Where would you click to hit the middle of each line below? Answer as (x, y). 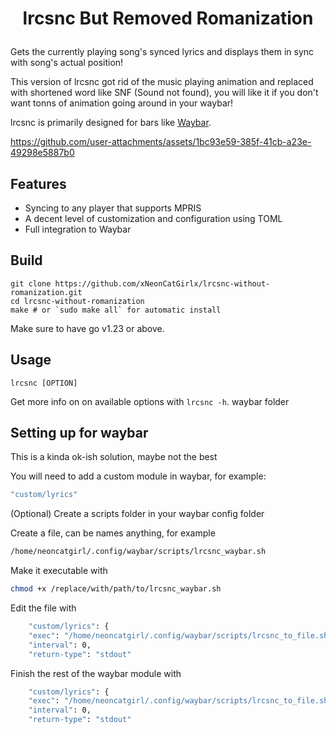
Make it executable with (59, 571)
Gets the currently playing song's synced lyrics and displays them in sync (162, 52)
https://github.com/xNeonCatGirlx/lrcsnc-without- (162, 283)
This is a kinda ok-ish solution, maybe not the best (114, 457)
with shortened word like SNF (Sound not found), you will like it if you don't (164, 93)
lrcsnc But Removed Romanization (168, 18)
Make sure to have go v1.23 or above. (87, 328)
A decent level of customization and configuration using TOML (153, 218)
